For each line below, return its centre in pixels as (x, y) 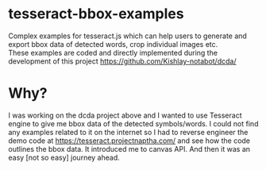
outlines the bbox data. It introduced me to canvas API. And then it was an (129, 149)
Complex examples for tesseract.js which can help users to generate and (128, 36)
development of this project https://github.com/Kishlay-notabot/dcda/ (122, 61)
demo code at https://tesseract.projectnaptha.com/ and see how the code (129, 141)
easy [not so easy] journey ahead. (64, 157)
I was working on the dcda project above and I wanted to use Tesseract (125, 115)
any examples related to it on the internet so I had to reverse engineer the (128, 132)
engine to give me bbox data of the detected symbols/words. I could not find (133, 123)
